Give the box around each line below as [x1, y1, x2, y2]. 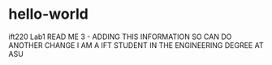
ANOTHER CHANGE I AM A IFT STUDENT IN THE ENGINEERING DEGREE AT [8, 40, 264, 50]
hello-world [8, 5, 89, 24]
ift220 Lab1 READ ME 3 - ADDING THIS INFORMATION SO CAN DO [8, 32, 232, 41]
